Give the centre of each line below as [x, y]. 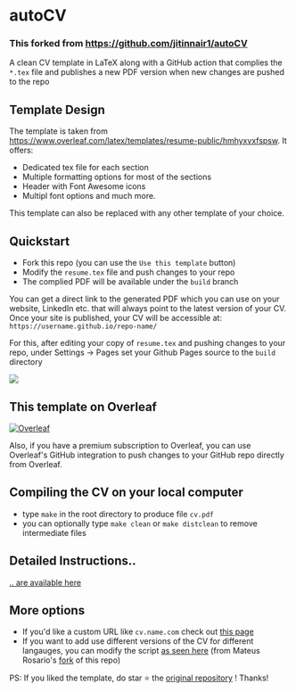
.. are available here [45, 582]
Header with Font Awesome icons [84, 186]
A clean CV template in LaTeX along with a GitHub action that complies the [146, 62]
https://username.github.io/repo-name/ [83, 326]
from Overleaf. [36, 464]
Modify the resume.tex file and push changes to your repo [128, 272]
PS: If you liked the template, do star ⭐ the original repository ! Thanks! [139, 678]
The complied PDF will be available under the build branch [130, 282]
